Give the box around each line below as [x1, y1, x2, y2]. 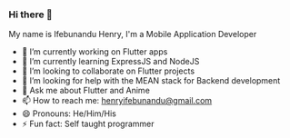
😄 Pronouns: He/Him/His [21, 108, 117, 119]
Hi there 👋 [8, 8, 54, 21]
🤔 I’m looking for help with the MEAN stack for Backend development [21, 75, 281, 86]
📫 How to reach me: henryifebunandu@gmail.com [21, 95, 213, 106]
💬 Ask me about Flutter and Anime [21, 85, 151, 96]
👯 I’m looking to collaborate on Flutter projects [21, 65, 195, 76]
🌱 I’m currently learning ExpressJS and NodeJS [21, 56, 200, 67]
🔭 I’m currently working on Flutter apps [21, 46, 168, 57]
